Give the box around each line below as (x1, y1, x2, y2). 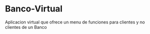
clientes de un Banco (5, 24, 47, 30)
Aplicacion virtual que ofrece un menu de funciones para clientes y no (5, 19, 145, 25)
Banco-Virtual (5, 3, 63, 14)
